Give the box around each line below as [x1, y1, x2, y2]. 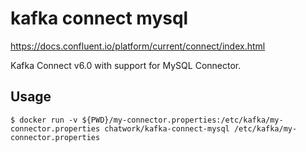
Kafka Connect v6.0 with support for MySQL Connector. [10, 59, 242, 71]
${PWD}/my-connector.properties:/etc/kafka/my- [81, 115, 284, 125]
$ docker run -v [10, 115, 78, 125]
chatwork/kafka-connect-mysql [104, 123, 230, 134]
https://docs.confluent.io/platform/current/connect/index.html [10, 40, 266, 52]
